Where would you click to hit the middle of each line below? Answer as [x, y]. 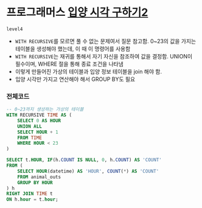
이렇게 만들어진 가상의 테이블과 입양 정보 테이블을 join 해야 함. [89, 71]
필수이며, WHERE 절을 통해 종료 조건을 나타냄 [69, 64]
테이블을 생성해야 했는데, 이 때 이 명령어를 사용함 [73, 49]
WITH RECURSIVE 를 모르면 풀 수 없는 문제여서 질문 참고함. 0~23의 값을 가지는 [106, 41]
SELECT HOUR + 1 [38, 132]
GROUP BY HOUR [35, 182]
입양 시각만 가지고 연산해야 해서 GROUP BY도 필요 [75, 79]
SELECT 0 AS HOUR [39, 120]
